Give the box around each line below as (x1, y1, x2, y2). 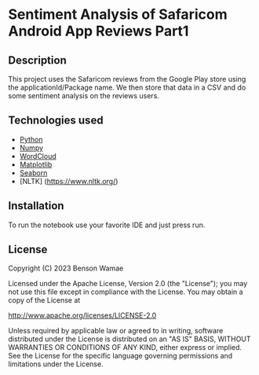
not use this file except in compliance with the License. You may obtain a (8, 287, 243, 296)
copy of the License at (8, 296, 81, 305)
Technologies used (8, 114, 104, 127)
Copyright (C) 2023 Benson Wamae (8, 263, 124, 273)
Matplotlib (19, 160, 53, 169)
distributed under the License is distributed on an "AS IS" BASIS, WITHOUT (8, 334, 251, 344)
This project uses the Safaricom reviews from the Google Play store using (8, 75, 246, 83)
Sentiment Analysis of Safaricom (8, 6, 228, 24)
